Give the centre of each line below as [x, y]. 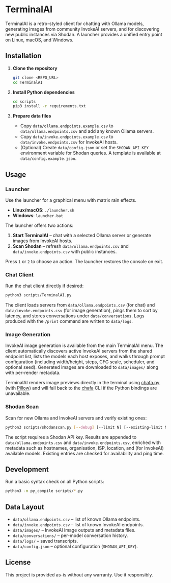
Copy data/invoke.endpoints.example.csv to [67, 137]
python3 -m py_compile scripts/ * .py [44, 491]
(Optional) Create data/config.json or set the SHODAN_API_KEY [84, 148]
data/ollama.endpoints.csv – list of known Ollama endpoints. [77, 519]
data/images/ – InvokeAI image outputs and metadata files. [74, 530]
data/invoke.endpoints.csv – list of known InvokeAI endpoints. [78, 525]
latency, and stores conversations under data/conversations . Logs [75, 316]
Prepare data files [32, 116]
